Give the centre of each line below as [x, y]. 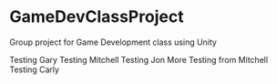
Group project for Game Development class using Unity [113, 42]
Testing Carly [35, 69]
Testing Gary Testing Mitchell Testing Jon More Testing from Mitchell [139, 59]
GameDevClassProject [97, 17]
